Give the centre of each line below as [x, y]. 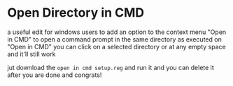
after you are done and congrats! [55, 75]
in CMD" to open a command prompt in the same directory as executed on [114, 39]
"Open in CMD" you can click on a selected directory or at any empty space [116, 46]
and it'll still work [31, 54]
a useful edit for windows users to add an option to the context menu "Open [117, 32]
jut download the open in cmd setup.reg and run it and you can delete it [111, 67]
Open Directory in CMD [76, 13]
